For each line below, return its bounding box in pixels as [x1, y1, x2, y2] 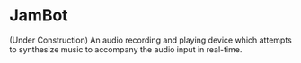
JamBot [9, 5, 69, 26]
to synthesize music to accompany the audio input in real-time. [9, 43, 243, 54]
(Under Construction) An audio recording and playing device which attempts [9, 35, 292, 45]
